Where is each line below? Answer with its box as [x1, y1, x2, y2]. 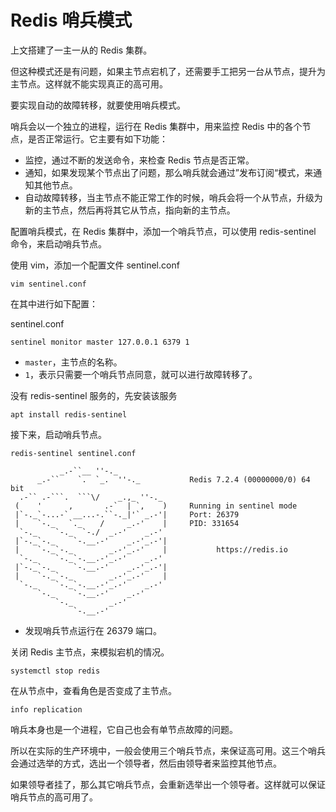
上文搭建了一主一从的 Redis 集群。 [10, 44, 153, 56]
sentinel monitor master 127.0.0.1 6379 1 [10, 337, 190, 347]
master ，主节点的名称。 [24, 356, 123, 368]
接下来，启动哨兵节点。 [10, 428, 107, 440]
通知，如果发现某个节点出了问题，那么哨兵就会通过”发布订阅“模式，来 [24, 166, 314, 178]
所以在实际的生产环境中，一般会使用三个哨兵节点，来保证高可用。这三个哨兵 [10, 744, 326, 756]
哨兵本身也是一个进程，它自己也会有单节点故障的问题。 [10, 723, 238, 735]
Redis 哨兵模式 [10, 9, 133, 32]
